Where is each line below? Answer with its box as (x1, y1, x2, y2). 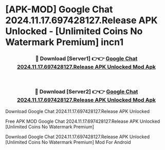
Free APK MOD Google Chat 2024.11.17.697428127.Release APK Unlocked (5, 118, 160, 124)
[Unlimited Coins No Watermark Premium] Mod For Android (5, 139, 131, 145)
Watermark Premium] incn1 (5, 36, 124, 48)
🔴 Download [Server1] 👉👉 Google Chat (35, 55, 138, 62)
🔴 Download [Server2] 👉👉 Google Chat (34, 88, 138, 96)
